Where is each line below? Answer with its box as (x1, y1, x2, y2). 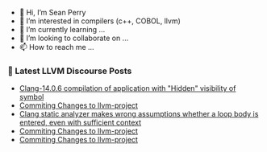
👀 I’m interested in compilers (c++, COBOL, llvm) (19, 16, 181, 26)
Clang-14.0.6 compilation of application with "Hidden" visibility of (19, 84, 236, 93)
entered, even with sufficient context (19, 117, 142, 128)
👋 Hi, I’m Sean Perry (19, 8, 86, 17)
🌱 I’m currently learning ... (19, 25, 106, 34)
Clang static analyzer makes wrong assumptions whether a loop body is (19, 109, 259, 119)
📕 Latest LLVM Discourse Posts (7, 65, 132, 76)
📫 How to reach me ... (19, 43, 94, 51)
